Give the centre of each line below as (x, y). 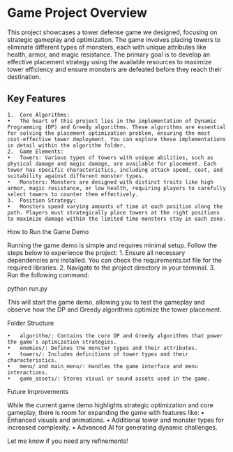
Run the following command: (48, 275)
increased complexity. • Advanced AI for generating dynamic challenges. (112, 427)
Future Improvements (38, 391)
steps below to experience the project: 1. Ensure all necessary (96, 252)
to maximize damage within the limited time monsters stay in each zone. (117, 219)
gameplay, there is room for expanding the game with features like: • (106, 412)
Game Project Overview (77, 13)
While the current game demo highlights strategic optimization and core (111, 405)
